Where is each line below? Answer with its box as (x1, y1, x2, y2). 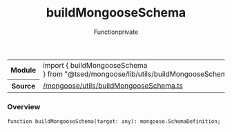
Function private (93, 28, 139, 36)
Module (10, 65, 37, 75)
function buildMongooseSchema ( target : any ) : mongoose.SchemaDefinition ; (7, 117, 221, 125)
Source (11, 82, 36, 91)
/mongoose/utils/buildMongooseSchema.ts (42, 81, 183, 91)
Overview (7, 102, 41, 112)
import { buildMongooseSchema (42, 60, 148, 70)
